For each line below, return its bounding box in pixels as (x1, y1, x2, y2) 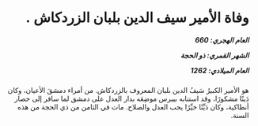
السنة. (230, 111, 249, 120)
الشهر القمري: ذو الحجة (180, 50, 249, 60)
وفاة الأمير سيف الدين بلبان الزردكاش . (25, 9, 249, 27)
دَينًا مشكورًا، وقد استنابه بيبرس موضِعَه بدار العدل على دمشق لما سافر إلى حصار (13, 94, 249, 103)
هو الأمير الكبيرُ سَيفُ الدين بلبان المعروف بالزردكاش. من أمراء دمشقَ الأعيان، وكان (7, 86, 249, 95)
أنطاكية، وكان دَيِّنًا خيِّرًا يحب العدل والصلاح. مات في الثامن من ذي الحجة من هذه (17, 102, 249, 112)
